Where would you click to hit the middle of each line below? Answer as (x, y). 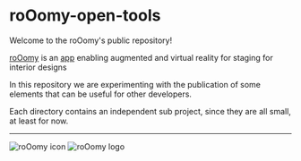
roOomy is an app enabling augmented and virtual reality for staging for (141, 57)
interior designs (38, 67)
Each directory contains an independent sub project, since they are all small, (150, 111)
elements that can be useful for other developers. (101, 94)
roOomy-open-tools (85, 16)
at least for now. (39, 121)
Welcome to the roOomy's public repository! (91, 40)
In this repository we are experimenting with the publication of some (135, 84)
